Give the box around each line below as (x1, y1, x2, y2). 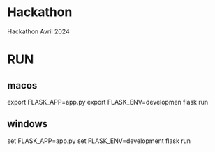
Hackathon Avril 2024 (7, 27, 70, 36)
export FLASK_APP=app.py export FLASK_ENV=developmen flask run (7, 98, 209, 106)
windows (7, 118, 48, 130)
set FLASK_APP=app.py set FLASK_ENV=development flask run (7, 137, 191, 145)
